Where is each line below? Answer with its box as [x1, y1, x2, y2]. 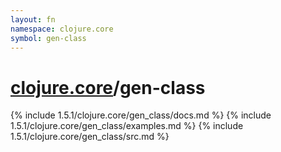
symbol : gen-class [10, 33, 87, 43]
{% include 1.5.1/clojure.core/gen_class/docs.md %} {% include [10, 109, 272, 121]
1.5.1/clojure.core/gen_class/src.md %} [10, 131, 170, 143]
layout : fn [10, 14, 56, 25]
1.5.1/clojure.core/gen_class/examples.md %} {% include [10, 120, 244, 132]
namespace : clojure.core [10, 24, 114, 34]
